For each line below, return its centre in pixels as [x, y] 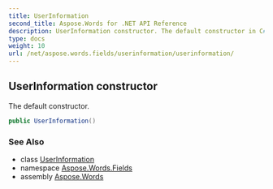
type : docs [27, 39]
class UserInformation [57, 159]
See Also [26, 141]
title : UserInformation [49, 16]
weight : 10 [27, 46]
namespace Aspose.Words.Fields [76, 168]
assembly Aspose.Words [62, 176]
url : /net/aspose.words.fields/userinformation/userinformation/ [121, 54]
